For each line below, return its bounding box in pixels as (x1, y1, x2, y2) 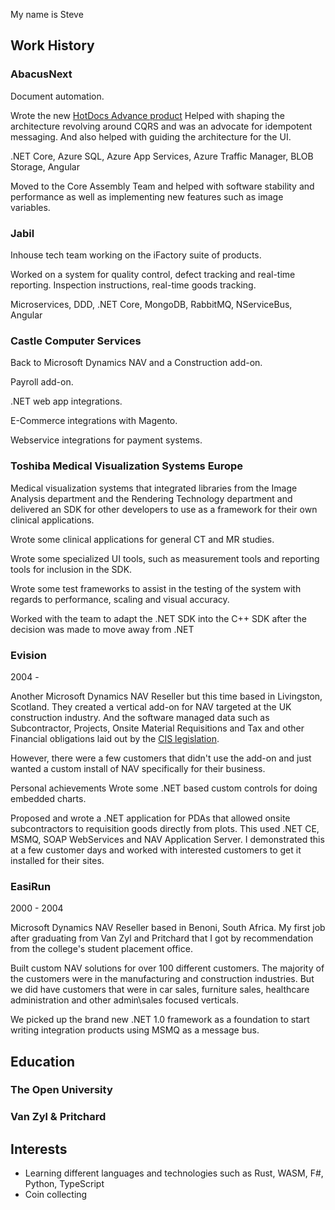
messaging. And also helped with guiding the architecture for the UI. (10, 130, 292, 143)
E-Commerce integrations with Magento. (10, 415, 178, 427)
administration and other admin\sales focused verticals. (10, 994, 240, 1006)
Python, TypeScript (24, 1178, 105, 1190)
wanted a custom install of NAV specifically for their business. (10, 762, 266, 774)
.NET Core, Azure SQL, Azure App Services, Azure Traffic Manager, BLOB (10, 150, 314, 162)
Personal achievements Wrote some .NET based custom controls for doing (10, 782, 318, 794)
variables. (10, 201, 51, 213)
